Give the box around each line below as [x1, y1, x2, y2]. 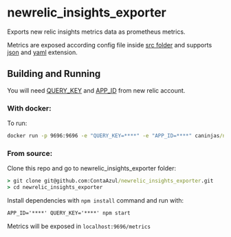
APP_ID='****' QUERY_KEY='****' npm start [7, 210, 131, 216]
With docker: [7, 103, 52, 113]
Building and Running [7, 68, 101, 80]
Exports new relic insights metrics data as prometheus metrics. [7, 27, 186, 36]
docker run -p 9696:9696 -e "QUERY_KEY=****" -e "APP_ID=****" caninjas [7, 133, 220, 139]
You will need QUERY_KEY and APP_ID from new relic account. [7, 86, 186, 94]
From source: [7, 148, 53, 158]
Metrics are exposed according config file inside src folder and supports [7, 41, 212, 49]
